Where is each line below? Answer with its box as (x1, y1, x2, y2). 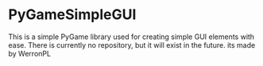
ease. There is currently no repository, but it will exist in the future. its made (8, 40, 256, 49)
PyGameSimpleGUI (8, 6, 137, 24)
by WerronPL (8, 49, 52, 58)
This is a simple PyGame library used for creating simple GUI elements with (8, 32, 255, 41)
